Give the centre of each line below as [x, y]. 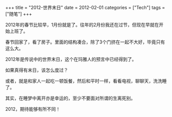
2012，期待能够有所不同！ [33, 109]
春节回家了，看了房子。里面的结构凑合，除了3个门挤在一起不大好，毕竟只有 [85, 42]
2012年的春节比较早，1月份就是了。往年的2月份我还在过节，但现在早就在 [82, 25]
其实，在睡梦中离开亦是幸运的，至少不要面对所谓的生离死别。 [70, 98]
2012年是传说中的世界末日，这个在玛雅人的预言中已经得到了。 [71, 59]
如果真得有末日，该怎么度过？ [37, 70]
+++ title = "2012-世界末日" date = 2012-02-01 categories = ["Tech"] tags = [85, 7]
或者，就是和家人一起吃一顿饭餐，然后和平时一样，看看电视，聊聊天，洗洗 [84, 81]
